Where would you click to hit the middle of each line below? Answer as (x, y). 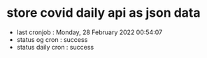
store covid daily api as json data (103, 13)
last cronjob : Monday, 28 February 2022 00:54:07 (89, 32)
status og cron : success (52, 39)
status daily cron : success (55, 47)
